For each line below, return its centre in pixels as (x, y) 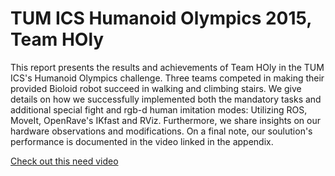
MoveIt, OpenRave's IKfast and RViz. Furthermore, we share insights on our (165, 120)
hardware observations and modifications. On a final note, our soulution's (161, 131)
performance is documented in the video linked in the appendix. (142, 141)
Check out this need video (64, 161)
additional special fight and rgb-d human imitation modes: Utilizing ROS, (159, 109)
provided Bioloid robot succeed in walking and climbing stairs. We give (156, 88)
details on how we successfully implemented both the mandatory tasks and (166, 99)
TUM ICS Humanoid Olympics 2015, (161, 18)
